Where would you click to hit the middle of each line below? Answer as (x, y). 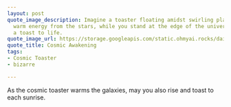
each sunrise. (26, 97)
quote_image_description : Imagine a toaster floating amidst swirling (110, 20)
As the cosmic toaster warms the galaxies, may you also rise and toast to (111, 90)
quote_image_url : (32, 39)
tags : (15, 52)
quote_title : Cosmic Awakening (52, 45)
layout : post (26, 13)
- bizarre (21, 64)
